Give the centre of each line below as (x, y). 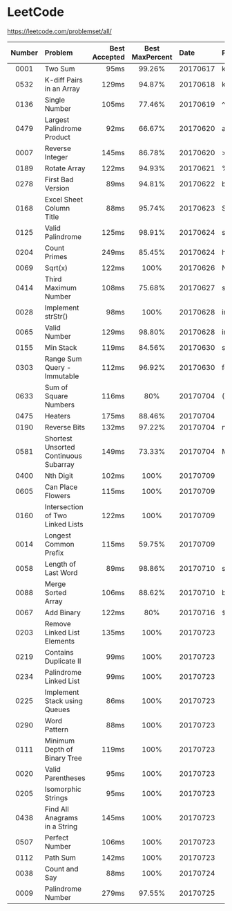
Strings (56, 797)
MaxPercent (152, 57)
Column (57, 208)
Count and (61, 869)
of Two (56, 515)
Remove (58, 623)
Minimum (60, 741)
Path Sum (60, 858)
